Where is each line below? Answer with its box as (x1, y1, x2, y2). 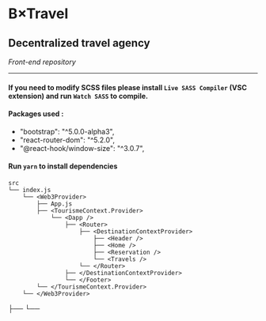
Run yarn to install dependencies (8, 161, 118, 171)
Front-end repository (8, 57, 77, 66)
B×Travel (8, 5, 69, 23)
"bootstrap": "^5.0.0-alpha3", (19, 127, 115, 136)
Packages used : (8, 109, 64, 119)
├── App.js (36, 200, 73, 208)
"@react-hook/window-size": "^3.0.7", (19, 143, 145, 153)
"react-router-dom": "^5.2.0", (19, 135, 115, 145)
